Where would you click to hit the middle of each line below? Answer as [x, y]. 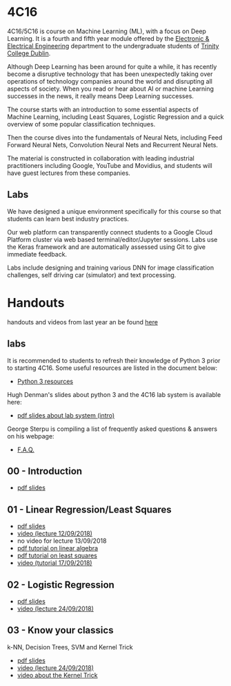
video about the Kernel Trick [57, 675]
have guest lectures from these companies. [69, 173]
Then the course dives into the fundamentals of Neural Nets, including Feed [115, 137]
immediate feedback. [37, 254]
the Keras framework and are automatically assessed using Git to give [106, 247]
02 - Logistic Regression [61, 585]
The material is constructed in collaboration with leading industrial [101, 158]
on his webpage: [31, 436]
